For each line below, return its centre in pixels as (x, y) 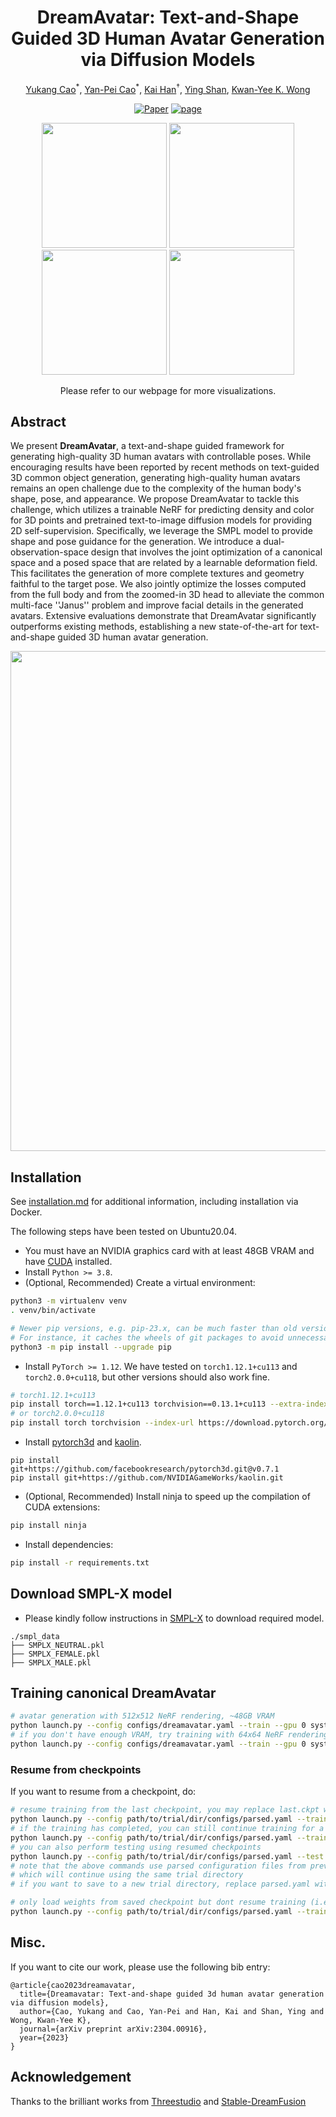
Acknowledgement (71, 2077)
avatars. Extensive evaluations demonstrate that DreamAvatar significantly (163, 616)
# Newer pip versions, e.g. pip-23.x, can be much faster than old (154, 1328)
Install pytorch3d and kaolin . (83, 1442)
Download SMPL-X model (91, 1594)
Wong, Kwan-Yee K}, (51, 2020)
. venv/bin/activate (53, 1311)
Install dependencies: (69, 1544)
